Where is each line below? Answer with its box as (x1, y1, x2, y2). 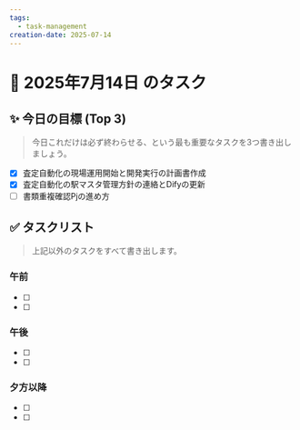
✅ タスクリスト (9, 219, 95, 235)
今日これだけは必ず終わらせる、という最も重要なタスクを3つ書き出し (31, 137, 293, 148)
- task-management (17, 22, 88, 31)
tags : (9, 13, 30, 23)
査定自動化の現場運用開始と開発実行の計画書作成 (22, 167, 206, 178)
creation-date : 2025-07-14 (9, 30, 112, 39)
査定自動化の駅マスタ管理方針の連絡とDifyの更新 (22, 179, 206, 190)
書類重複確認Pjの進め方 (22, 190, 111, 201)
